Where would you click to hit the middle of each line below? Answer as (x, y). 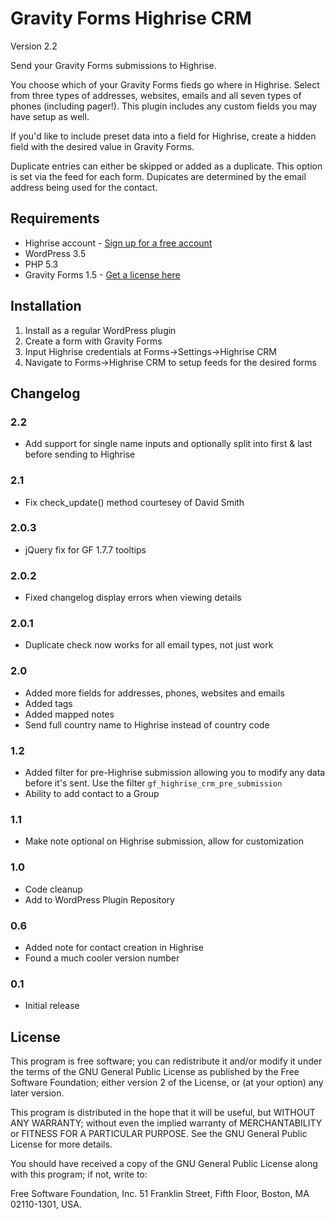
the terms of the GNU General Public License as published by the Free (155, 1072)
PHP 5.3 (41, 264)
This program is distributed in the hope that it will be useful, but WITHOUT (163, 1113)
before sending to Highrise (80, 454)
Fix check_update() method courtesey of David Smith (134, 502)
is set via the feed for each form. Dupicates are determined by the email (158, 176)
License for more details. (61, 1144)
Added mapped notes (69, 714)
